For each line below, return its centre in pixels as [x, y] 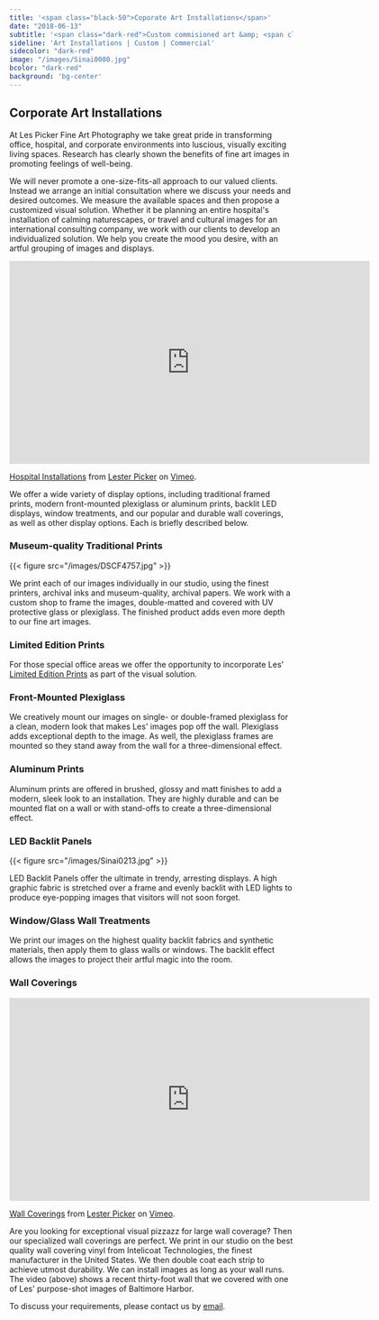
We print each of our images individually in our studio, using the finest [139, 583]
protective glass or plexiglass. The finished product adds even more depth [147, 612]
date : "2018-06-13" [46, 26]
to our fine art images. [50, 621]
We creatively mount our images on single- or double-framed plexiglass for [149, 717]
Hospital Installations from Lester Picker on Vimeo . [103, 476]
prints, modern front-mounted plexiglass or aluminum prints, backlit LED [143, 503]
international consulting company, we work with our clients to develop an [145, 229]
